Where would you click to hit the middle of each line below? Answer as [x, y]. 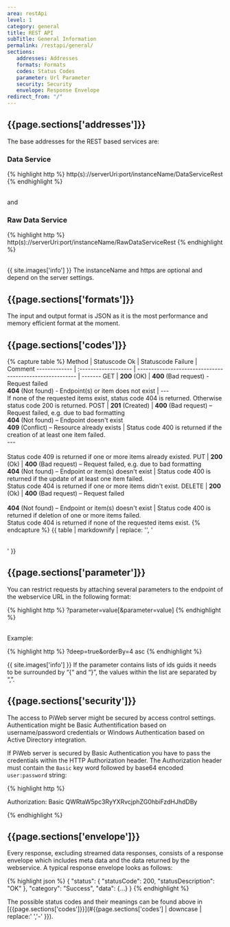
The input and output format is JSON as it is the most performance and [107, 316]
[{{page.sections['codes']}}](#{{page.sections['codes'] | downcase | [104, 909]
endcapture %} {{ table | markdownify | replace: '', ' [80, 530]
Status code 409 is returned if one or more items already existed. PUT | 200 [115, 457]
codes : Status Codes [46, 71]
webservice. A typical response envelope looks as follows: [90, 868]
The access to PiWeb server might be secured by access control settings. [112, 717]
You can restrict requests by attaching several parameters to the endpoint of [115, 589]
